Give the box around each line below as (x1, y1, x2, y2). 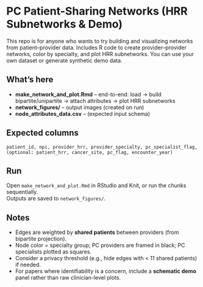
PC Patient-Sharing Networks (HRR (6, 4, 188, 18)
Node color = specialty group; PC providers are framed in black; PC (15, 242, 185, 249)
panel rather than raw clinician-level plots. (15, 274, 121, 282)
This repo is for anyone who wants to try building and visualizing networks (6, 37, 193, 44)
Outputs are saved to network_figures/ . (6, 195, 105, 202)
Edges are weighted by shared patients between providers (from (15, 229, 179, 236)
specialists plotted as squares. (15, 248, 92, 255)
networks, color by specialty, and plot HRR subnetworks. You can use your (6, 50, 194, 57)
